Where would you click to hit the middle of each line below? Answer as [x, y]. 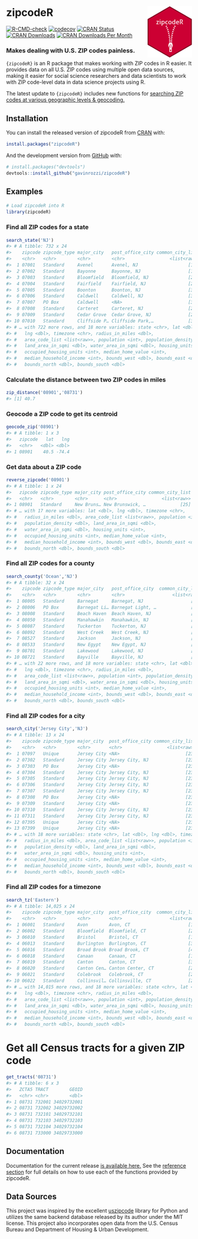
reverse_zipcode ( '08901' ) [38, 480]
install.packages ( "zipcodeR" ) [43, 144]
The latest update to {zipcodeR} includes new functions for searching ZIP [95, 94]
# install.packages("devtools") [46, 167]
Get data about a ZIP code [44, 467]
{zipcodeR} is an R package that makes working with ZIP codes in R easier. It [99, 63]
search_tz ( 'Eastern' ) [33, 900]
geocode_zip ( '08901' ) [33, 427]
